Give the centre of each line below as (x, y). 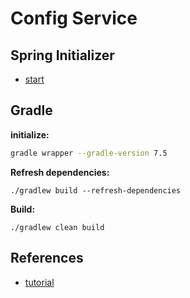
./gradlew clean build (57, 227)
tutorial (39, 282)
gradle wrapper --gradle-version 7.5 (89, 153)
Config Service (74, 18)
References (47, 258)
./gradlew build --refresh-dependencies (96, 190)
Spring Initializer (62, 55)
